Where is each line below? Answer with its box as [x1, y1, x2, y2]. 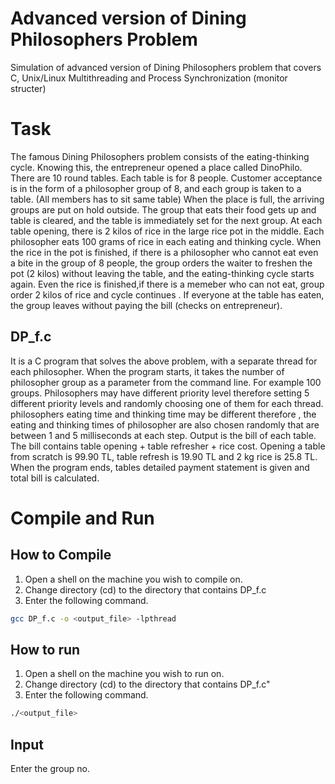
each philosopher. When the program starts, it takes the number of [10, 365, 285, 377]
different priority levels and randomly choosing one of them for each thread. [10, 397, 324, 409]
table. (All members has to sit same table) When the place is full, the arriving [10, 193, 325, 205]
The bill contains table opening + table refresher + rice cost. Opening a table [10, 440, 326, 452]
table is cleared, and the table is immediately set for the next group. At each [10, 214, 323, 226]
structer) [10, 82, 47, 94]
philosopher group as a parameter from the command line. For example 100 [10, 376, 322, 388]
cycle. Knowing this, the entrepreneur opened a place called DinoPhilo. [10, 161, 303, 173]
